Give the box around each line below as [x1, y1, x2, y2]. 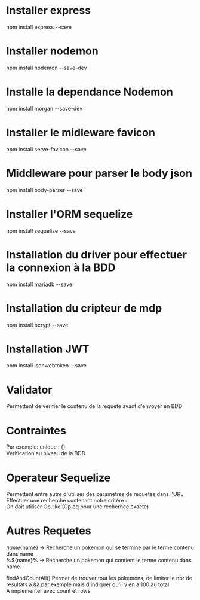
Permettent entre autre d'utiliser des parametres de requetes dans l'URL [6, 491, 184, 498]
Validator [6, 383, 53, 397]
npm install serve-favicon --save [6, 145, 87, 153]
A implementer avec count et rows [6, 587, 91, 595]
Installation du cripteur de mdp [6, 301, 162, 315]
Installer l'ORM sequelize [6, 207, 133, 221]
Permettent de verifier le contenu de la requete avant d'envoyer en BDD [6, 403, 183, 410]
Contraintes [6, 424, 67, 437]
